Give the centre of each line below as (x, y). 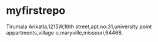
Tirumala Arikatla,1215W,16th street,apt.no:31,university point (79, 26)
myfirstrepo (36, 11)
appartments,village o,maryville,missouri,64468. (65, 32)
